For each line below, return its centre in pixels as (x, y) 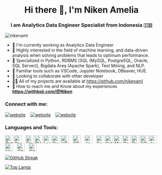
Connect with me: (26, 104)
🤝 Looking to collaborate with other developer (58, 76)
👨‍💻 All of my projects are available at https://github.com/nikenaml (77, 81)
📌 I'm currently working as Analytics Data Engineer (63, 45)
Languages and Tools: (32, 127)
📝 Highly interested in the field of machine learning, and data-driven (80, 50)
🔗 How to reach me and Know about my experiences (65, 87)
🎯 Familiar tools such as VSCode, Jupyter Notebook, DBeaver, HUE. (80, 71)
